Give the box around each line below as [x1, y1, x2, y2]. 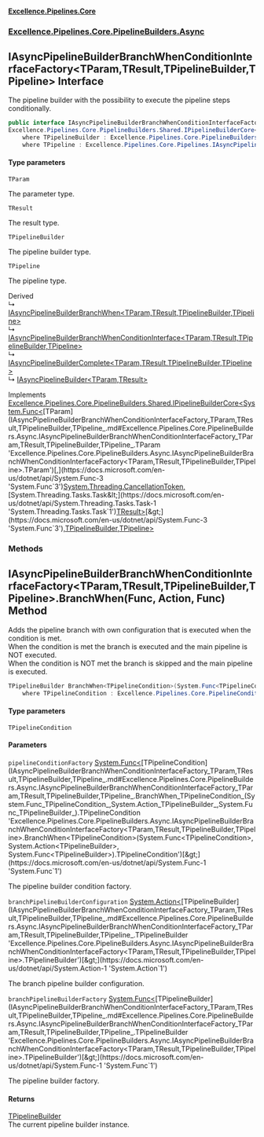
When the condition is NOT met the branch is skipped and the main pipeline [8, 658, 253, 668]
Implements [8, 390, 46, 400]
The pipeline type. [8, 276, 67, 286]
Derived [8, 292, 34, 301]
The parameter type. [8, 189, 75, 199]
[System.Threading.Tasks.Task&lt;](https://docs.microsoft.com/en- [8, 490, 225, 500]
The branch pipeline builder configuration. [8, 978, 145, 988]
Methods [8, 543, 43, 554]
